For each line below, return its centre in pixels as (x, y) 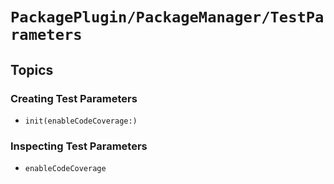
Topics (32, 69)
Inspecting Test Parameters (79, 146)
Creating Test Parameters (74, 98)
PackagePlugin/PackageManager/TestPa (167, 17)
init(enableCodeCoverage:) (81, 121)
